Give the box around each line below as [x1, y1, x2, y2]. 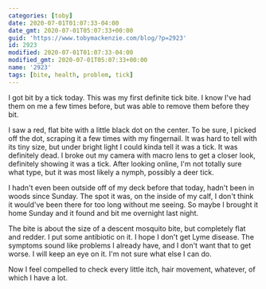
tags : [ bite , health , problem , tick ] [8, 71, 134, 79]
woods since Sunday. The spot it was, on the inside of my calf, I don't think [8, 191, 254, 201]
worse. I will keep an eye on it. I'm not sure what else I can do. [8, 248, 213, 259]
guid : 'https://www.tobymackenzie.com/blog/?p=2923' [8, 33, 187, 42]
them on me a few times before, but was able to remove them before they [8, 101, 249, 111]
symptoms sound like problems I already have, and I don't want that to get [8, 240, 252, 250]
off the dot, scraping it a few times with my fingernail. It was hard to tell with [8, 133, 257, 143]
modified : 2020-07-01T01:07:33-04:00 [8, 49, 134, 57]
